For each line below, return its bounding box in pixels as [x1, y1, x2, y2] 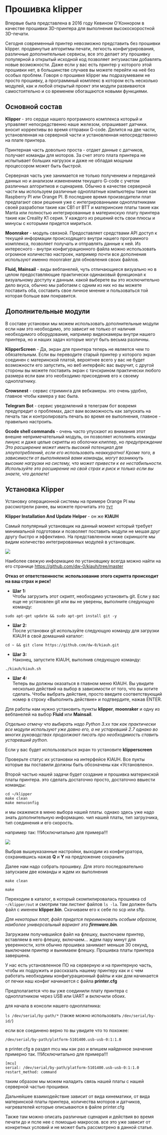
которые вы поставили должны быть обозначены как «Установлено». [5, 762, 154, 768]
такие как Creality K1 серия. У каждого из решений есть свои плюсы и [5, 215, 156, 221]
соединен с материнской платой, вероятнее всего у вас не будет [5, 356, 145, 363]
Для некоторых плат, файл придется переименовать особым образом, [5, 916, 158, 923]
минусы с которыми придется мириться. [5, 220, 92, 226]
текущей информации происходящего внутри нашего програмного [5, 235, 149, 241]
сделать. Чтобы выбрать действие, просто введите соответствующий [12, 691, 163, 697]
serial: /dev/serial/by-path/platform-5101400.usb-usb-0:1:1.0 [5, 1066, 140, 1071]
